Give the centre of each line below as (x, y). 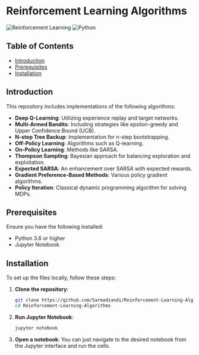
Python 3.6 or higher (40, 238)
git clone (27, 300)
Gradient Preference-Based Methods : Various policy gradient (91, 175)
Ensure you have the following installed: (55, 227)
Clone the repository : (42, 289)
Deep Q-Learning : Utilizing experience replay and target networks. (97, 118)
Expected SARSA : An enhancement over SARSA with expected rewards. (103, 169)
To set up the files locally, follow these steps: (61, 278)
